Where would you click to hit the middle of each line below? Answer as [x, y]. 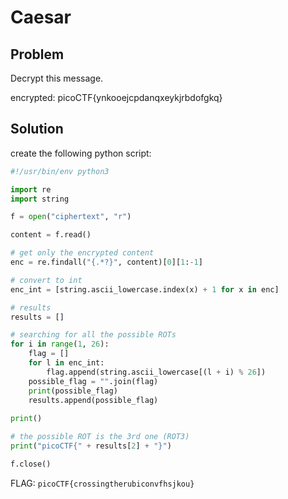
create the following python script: [81, 153]
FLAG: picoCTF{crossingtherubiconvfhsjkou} [102, 483]
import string [40, 199]
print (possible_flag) [73, 391]
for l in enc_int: [66, 363]
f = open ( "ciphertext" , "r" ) [71, 217]
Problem [37, 54]
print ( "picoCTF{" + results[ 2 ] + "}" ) [91, 446]
